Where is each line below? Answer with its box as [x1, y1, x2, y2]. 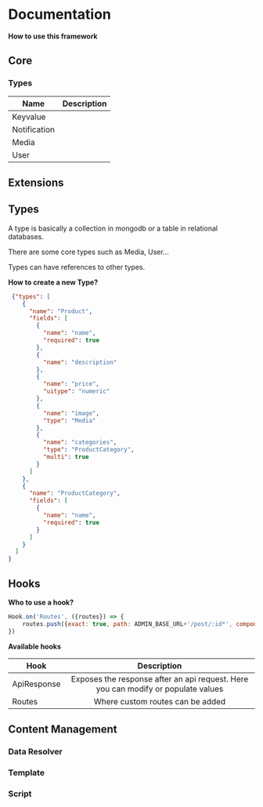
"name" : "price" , [42, 380, 100, 388]
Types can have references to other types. [8, 262, 146, 271]
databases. [8, 231, 45, 241]
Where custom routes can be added [93, 696, 226, 707]
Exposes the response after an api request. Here [70, 673, 249, 684]
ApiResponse [12, 678, 61, 689]
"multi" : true [42, 453, 89, 461]
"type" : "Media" [42, 416, 96, 424]
